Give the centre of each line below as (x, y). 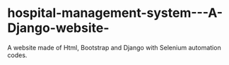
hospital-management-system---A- (115, 13)
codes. (17, 55)
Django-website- (58, 28)
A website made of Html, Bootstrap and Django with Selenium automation (114, 47)
